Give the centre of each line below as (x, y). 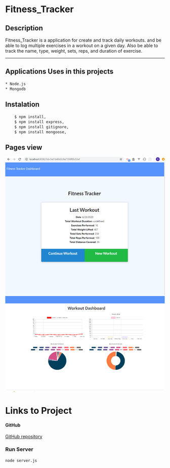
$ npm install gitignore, (42, 127)
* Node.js (16, 84)
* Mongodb (16, 89)
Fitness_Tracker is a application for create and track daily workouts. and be (83, 40)
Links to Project (39, 411)
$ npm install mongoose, (40, 132)
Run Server (19, 449)
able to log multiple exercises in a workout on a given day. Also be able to (82, 46)
